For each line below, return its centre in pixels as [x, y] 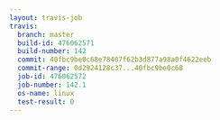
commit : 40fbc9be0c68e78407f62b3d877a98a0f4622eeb [115, 60]
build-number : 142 [52, 51]
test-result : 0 [46, 102]
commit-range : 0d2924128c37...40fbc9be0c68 [100, 69]
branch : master [46, 34]
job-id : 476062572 [52, 77]
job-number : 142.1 [52, 85]
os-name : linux [46, 93]
